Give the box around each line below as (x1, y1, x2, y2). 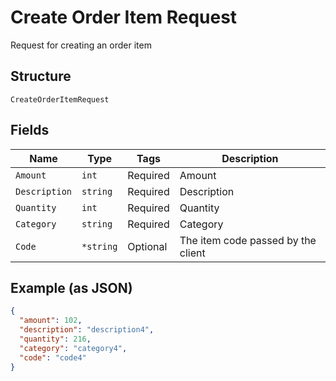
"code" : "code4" (19, 352, 87, 363)
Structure (10, 68, 72, 85)
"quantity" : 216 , (19, 334, 92, 344)
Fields (10, 122, 50, 139)
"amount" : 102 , (19, 316, 83, 326)
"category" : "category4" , (19, 343, 128, 353)
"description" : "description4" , (19, 325, 155, 335)
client (179, 246, 206, 260)
